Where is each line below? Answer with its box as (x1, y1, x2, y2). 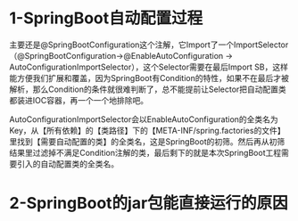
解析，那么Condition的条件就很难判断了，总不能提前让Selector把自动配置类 (9, 84, 287, 94)
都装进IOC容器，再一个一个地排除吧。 (9, 94, 149, 105)
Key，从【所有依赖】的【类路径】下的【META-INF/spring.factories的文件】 (9, 125, 286, 135)
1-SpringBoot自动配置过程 (9, 8, 203, 29)
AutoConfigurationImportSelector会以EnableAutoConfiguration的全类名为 (9, 113, 278, 125)
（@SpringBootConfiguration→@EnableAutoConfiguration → (9, 50, 234, 61)
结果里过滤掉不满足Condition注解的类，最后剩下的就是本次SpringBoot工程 (9, 147, 282, 158)
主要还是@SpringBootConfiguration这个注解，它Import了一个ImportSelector (9, 39, 289, 50)
